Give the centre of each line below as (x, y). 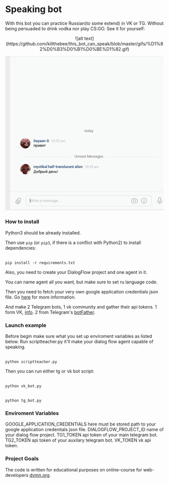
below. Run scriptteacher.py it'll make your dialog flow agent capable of (79, 341)
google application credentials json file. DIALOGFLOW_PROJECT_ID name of (84, 430)
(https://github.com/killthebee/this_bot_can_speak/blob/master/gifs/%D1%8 (84, 43)
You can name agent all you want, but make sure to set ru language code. (81, 282)
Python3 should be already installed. (43, 232)
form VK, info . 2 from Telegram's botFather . (50, 312)
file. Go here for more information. (40, 297)
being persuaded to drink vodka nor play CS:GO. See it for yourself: (75, 28)
